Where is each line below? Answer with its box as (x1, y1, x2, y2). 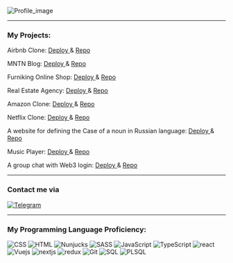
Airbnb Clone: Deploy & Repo (7, 46, 91, 55)
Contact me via (7, 185, 60, 194)
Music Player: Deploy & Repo (7, 148, 90, 156)
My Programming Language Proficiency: (7, 224, 147, 234)
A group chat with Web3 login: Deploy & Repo (7, 161, 138, 169)
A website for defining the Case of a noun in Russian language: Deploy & (7, 127, 215, 135)
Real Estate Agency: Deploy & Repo (7, 87, 109, 95)
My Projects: (7, 30, 51, 40)
